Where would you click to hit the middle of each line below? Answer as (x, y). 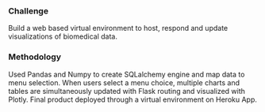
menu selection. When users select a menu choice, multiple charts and (124, 82)
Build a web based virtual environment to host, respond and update (118, 28)
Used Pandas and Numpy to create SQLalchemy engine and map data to (127, 74)
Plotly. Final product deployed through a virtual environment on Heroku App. (133, 99)
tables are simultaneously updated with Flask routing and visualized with (127, 91)
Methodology (35, 57)
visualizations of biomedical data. (63, 36)
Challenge (29, 11)
